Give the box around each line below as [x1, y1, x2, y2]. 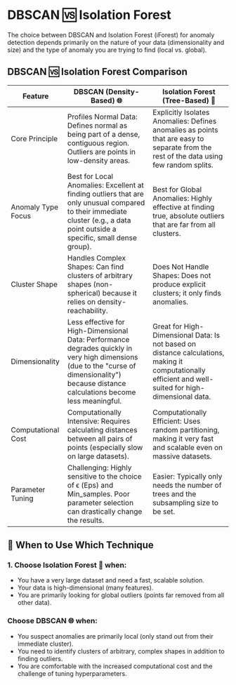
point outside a [67, 224, 117, 234]
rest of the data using [152, 151, 223, 161]
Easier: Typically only [152, 471, 223, 481]
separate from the [152, 142, 212, 152]
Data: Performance [67, 334, 130, 344]
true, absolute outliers [152, 211, 225, 220]
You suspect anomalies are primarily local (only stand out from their [17, 632, 214, 640]
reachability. [67, 305, 108, 315]
